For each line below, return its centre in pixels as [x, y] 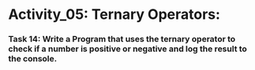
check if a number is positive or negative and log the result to [127, 49]
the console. [33, 59]
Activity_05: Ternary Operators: [114, 15]
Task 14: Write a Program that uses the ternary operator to [122, 39]
